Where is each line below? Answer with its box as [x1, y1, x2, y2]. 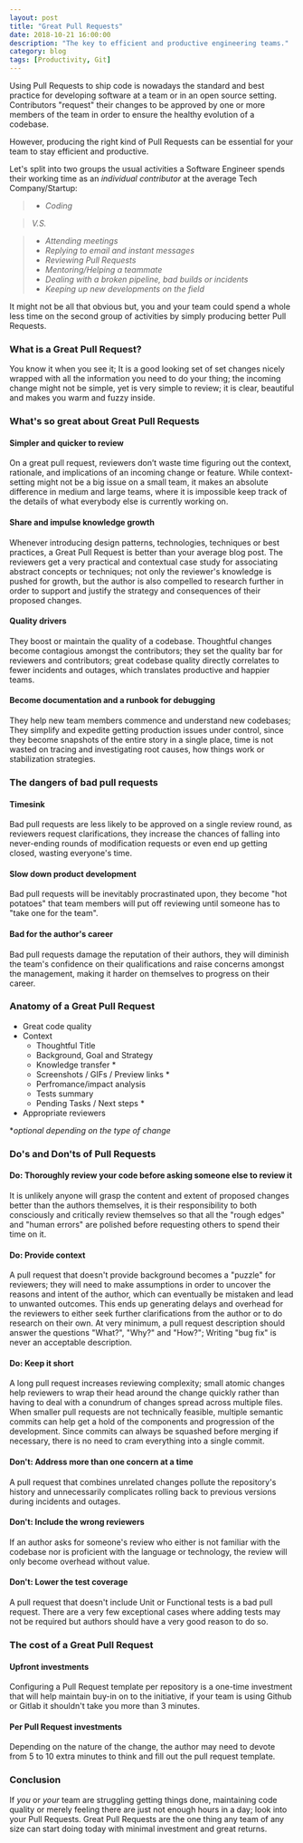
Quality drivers [9, 615, 67, 626]
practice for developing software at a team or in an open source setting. [9, 90, 278, 101]
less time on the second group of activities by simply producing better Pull [9, 311, 287, 322]
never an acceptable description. [9, 1337, 133, 1348]
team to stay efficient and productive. [9, 146, 149, 157]
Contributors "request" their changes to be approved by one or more [9, 100, 266, 110]
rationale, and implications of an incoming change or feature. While [9, 468, 260, 478]
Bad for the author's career [9, 928, 113, 939]
